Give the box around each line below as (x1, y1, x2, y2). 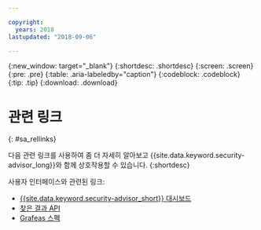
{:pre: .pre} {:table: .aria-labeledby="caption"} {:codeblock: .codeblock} (8, 70, 241, 79)
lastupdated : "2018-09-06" (8, 33, 97, 41)
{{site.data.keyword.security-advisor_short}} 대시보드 (19, 194, 192, 203)
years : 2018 (15, 25, 55, 34)
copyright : (8, 18, 44, 26)
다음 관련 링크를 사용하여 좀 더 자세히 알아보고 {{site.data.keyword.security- (8, 151, 245, 160)
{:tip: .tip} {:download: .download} (8, 78, 118, 87)
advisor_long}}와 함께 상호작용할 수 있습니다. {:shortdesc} (8, 160, 190, 170)
